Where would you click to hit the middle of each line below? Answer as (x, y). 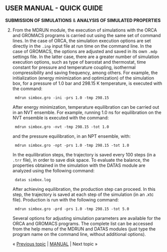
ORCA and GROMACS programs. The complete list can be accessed (83, 223)
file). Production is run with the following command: (65, 199)
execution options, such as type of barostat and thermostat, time (79, 62)
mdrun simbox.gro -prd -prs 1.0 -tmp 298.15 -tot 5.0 (72, 209)
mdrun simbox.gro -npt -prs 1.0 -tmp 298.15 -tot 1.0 (72, 145)
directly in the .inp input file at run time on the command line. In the (82, 46)
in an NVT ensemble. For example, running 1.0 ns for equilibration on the (87, 112)
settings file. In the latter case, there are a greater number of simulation (86, 57)
